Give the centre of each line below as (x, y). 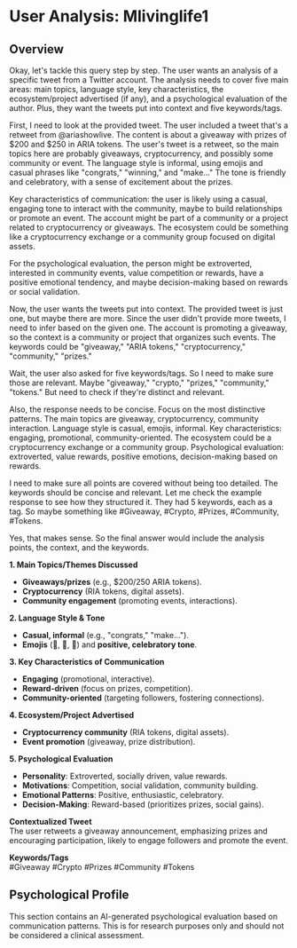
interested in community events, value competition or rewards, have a (137, 273)
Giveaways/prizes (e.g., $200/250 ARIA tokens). (112, 582)
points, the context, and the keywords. (79, 547)
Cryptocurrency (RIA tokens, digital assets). (103, 591)
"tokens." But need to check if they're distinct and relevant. (117, 392)
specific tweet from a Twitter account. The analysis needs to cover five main (149, 80)
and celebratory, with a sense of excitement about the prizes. (121, 182)
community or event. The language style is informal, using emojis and (136, 163)
